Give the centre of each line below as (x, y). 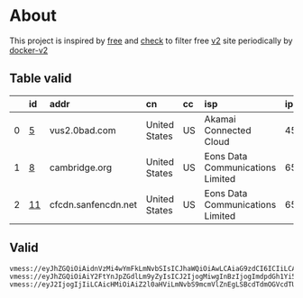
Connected (228, 130)
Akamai (220, 119)
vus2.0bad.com (83, 130)
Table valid (41, 79)
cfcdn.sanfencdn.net (93, 204)
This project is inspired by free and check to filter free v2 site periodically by (151, 41)
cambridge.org (81, 167)
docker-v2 (29, 50)
